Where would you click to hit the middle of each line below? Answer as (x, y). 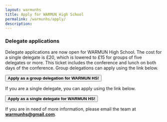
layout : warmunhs (23, 10)
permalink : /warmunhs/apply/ (35, 19)
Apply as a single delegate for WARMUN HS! (51, 98)
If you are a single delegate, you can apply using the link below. (70, 88)
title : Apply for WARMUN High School (44, 14)
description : (19, 24)
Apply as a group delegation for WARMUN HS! (53, 78)
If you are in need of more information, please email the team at (70, 109)
